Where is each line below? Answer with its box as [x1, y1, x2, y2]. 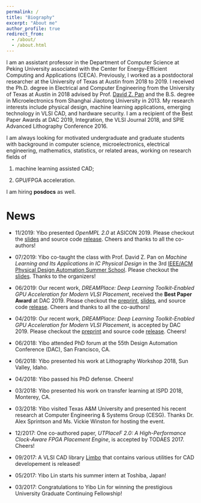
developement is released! [14, 460, 81, 467]
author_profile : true [6, 25, 61, 32]
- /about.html [11, 43, 47, 49]
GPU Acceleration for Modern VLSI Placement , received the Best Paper [14, 291, 192, 298]
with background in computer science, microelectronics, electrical [6, 140, 170, 148]
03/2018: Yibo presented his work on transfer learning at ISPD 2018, [14, 387, 183, 394]
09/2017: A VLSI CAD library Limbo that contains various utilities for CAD [14, 454, 195, 461]
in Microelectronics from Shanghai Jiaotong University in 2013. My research [6, 97, 194, 104]
